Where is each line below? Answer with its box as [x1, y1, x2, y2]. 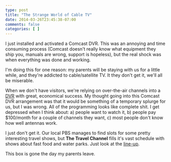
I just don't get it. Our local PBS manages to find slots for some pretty [5, 130, 151, 136]
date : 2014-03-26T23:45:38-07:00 [5, 17, 76, 22]
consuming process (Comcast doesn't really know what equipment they [5, 46, 156, 52]
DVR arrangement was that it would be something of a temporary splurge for [5, 98, 166, 105]
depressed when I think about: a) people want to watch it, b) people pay [5, 109, 156, 115]
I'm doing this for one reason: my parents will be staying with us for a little [5, 67, 160, 73]
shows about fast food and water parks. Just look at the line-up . [5, 141, 140, 147]
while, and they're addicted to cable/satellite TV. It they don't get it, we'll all [5, 72, 163, 78]
